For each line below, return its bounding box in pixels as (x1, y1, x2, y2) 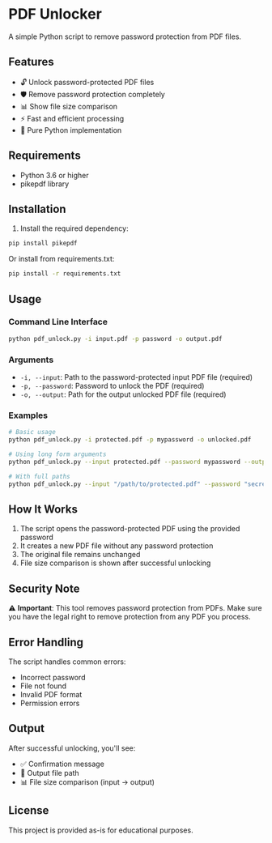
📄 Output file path (19, 768, 79, 777)
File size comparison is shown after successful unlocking (19, 558, 211, 568)
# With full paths (8, 472, 70, 480)
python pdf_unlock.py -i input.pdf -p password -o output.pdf (8, 334, 223, 343)
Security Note (8, 581, 80, 595)
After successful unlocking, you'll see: (8, 743, 136, 753)
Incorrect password (19, 672, 86, 682)
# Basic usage (8, 428, 57, 436)
